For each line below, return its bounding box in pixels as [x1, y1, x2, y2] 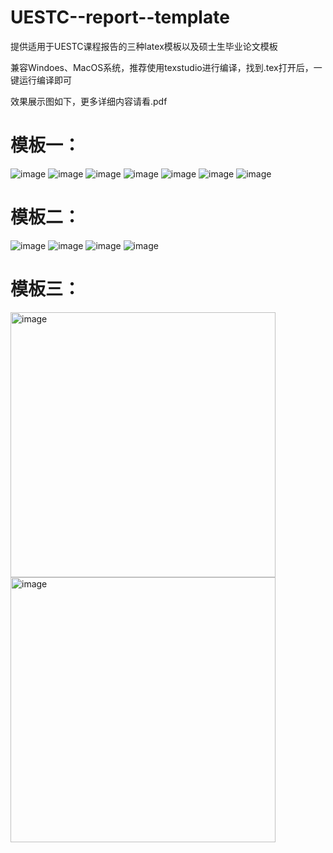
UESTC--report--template [10, 6, 230, 29]
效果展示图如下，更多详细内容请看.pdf [10, 95, 168, 107]
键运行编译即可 [10, 74, 72, 86]
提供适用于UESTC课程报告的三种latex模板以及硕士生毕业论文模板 [10, 40, 278, 52]
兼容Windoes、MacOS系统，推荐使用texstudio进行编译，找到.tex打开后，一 [10, 61, 323, 73]
